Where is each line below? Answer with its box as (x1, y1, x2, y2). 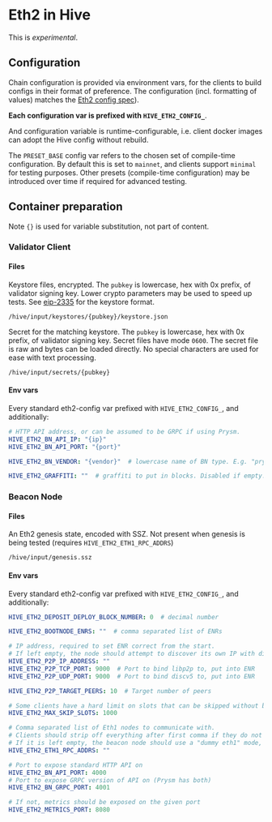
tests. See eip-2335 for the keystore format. (8, 297, 155, 306)
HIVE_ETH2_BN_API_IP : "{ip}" (8, 435, 107, 443)
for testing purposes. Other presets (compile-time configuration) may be (8, 168, 250, 178)
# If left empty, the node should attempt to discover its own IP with (8, 650, 255, 658)
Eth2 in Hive (8, 6, 91, 24)
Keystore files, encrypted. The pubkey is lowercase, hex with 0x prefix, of (8, 280, 251, 289)
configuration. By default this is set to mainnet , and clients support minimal (8, 159, 257, 169)
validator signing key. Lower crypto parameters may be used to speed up (8, 288, 253, 298)
